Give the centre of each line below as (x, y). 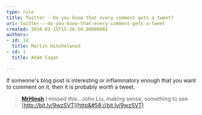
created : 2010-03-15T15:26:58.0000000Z (57, 29)
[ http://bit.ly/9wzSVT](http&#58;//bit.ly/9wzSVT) (82, 105)
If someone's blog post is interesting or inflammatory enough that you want (101, 80)
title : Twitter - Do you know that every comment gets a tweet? (90, 18)
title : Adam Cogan (36, 57)
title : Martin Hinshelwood (46, 46)
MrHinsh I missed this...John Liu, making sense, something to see (105, 98)
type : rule (20, 12)
